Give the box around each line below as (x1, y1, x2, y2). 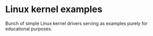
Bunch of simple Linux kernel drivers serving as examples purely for (5, 20, 148, 26)
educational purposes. (5, 25, 52, 31)
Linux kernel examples (5, 4, 103, 15)
